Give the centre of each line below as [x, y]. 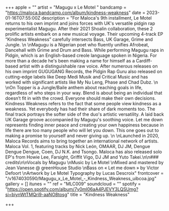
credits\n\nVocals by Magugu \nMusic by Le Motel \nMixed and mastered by [84, 162]
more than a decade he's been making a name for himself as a [70, 61]
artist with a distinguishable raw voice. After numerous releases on [89, 66]
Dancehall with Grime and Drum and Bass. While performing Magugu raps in [84, 50]
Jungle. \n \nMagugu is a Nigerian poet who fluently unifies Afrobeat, [77, 45]
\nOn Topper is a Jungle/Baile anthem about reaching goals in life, [74, 87]
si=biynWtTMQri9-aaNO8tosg [36, 194]
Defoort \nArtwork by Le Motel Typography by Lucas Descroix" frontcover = [84, 173]
